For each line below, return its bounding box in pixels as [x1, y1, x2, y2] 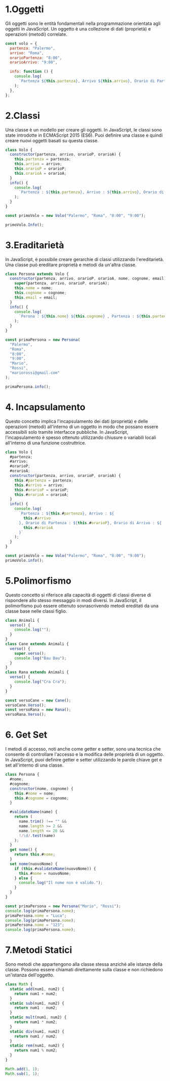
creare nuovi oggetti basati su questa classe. [5, 137, 99, 143]
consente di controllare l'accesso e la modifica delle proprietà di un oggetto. [5, 751, 164, 757]
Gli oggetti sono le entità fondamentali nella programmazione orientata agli [5, 20, 161, 26]
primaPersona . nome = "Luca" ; [5, 913, 67, 918]
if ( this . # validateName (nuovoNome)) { [14, 866, 96, 871]
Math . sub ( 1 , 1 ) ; [5, 1071, 39, 1076]
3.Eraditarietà [5, 239, 64, 251]
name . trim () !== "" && [18, 819, 67, 824]
